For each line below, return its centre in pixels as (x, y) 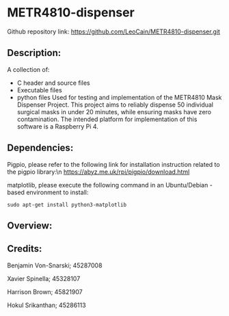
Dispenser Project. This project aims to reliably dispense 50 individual (115, 105)
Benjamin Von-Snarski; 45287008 (55, 265)
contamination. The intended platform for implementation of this (107, 119)
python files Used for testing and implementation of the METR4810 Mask (119, 97)
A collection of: (28, 69)
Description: (34, 53)
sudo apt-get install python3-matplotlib (67, 205)
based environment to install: (48, 192)
